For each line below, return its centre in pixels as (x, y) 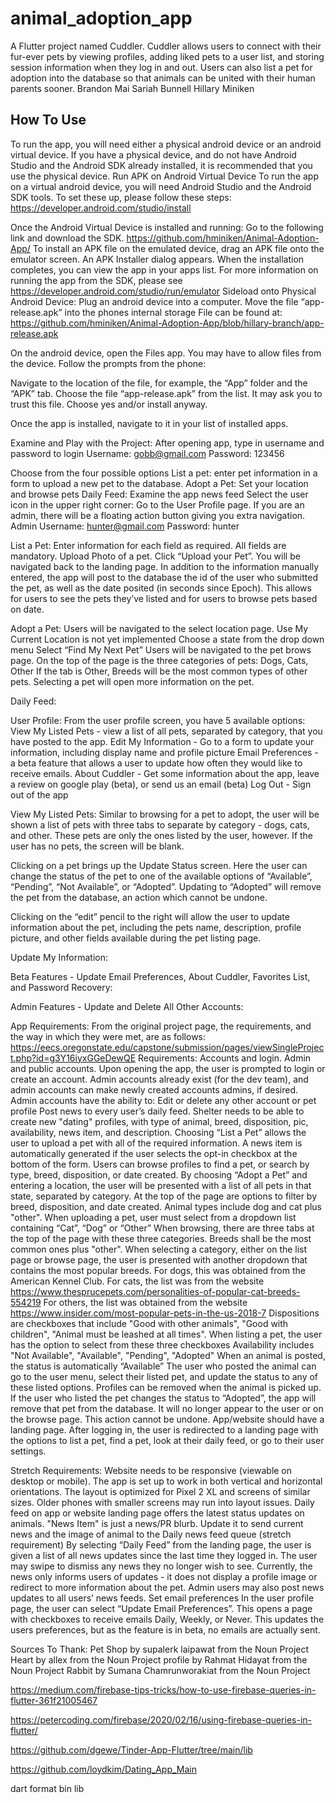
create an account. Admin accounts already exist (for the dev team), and (159, 1079)
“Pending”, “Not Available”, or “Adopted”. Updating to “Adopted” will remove (166, 886)
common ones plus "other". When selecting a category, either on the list (159, 1249)
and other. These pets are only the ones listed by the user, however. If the (162, 835)
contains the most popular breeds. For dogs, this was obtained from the (158, 1270)
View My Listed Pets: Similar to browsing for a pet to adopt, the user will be (165, 814)
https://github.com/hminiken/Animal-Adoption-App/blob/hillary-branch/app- (167, 323)
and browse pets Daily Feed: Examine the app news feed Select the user (159, 494)
